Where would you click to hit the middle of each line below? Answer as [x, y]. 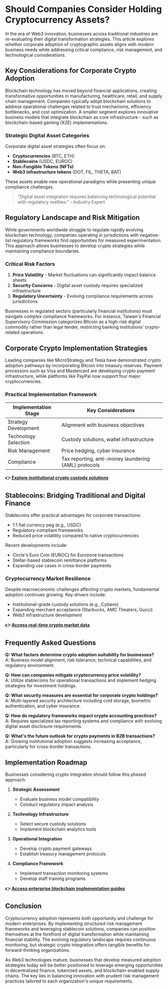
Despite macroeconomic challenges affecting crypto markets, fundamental [82, 589]
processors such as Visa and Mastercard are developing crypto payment [80, 371]
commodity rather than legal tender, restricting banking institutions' [74, 327]
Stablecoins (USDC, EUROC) [42, 162]
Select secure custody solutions [53, 824]
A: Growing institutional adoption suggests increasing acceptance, [73, 741]
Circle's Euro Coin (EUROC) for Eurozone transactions [68, 555]
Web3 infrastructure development [47, 615]
